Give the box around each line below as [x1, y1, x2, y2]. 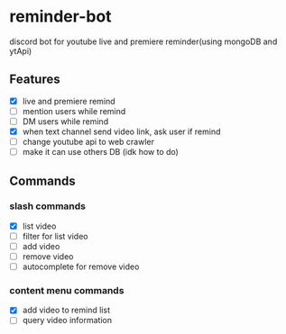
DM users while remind [22, 115, 109, 127]
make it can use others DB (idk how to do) [22, 147, 179, 158]
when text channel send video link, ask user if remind [22, 126, 221, 137]
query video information [22, 315, 113, 326]
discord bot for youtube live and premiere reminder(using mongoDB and [9, 36, 278, 47]
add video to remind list [22, 304, 111, 316]
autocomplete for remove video [22, 261, 140, 272]
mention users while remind [22, 105, 126, 116]
